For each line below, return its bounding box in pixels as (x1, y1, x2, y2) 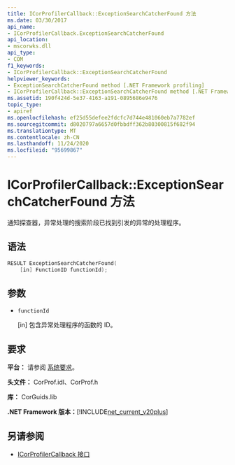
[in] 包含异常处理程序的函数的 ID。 (17, 321, 117, 329)
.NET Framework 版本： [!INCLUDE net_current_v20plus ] (7, 408, 169, 416)
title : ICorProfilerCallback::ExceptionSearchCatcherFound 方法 (7, 10, 197, 17)
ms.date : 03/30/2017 (7, 17, 68, 24)
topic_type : (7, 101, 42, 108)
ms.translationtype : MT (7, 127, 77, 134)
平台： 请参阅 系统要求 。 (7, 363, 78, 371)
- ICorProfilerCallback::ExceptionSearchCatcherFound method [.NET (7, 88, 208, 95)
